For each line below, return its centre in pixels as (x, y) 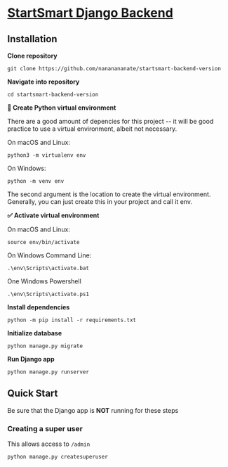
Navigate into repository (43, 82)
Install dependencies (39, 307)
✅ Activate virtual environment (53, 215)
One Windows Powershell (45, 281)
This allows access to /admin (49, 444)
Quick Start (33, 394)
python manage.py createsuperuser (58, 457)
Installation (32, 39)
